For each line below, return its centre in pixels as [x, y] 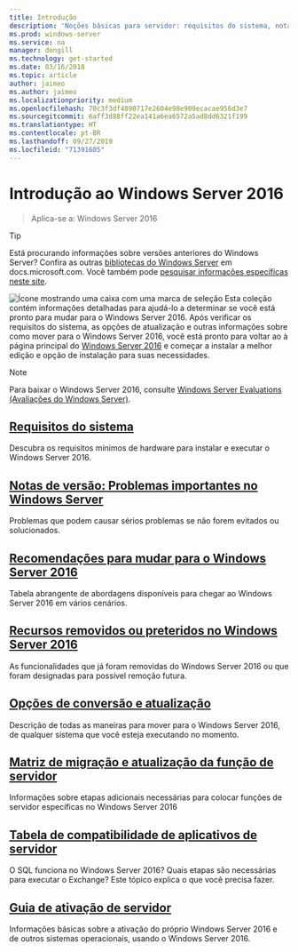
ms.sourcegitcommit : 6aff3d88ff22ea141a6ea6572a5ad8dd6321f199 [129, 116]
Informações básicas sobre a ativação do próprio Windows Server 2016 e [143, 929]
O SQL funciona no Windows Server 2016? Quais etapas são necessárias [143, 870]
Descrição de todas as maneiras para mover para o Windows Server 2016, [145, 724]
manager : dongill [41, 51]
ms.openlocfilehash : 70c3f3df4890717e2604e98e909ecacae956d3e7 [129, 108]
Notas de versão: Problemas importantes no [134, 485]
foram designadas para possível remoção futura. [98, 676]
